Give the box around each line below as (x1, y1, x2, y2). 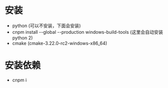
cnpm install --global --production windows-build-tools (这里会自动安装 (12, 29, 163, 35)
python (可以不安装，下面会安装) (12, 23, 81, 29)
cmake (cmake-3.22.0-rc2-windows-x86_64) (12, 40, 108, 46)
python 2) (12, 34, 33, 41)
